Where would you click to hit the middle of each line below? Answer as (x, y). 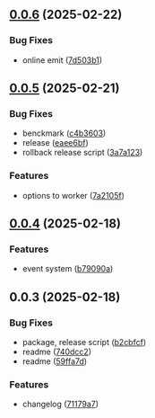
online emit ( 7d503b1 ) (62, 60)
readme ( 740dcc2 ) (57, 352)
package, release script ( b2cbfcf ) (84, 342)
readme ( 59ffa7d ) (55, 361)
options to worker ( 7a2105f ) (73, 195)
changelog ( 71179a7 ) (60, 405)
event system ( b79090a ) (68, 269)
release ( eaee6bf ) (56, 143)
